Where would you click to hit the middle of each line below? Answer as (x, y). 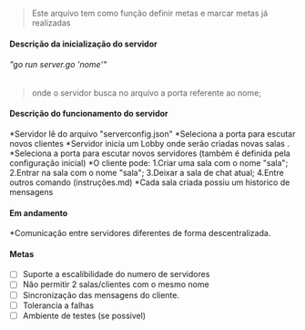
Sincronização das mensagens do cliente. (101, 294)
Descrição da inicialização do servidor (83, 44)
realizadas (51, 23)
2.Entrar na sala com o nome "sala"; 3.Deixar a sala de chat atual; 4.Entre (147, 173)
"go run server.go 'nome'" (58, 65)
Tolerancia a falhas (58, 305)
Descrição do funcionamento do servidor (89, 114)
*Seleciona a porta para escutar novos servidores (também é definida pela (150, 153)
